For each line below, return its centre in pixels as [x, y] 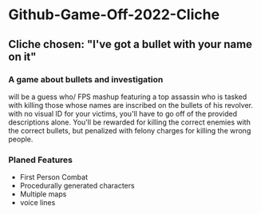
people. [21, 139]
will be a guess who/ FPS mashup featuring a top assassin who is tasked [128, 97]
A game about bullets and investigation [86, 79]
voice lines [38, 203]
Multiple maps [43, 194]
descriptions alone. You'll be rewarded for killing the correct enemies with [130, 122]
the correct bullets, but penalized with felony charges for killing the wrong [130, 130]
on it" [22, 56]
